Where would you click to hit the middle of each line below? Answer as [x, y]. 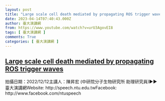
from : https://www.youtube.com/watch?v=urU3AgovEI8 [59, 28]
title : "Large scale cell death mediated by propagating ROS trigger [78, 14]
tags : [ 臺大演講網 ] [25, 32]
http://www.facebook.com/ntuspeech [43, 93]
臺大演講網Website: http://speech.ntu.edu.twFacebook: [61, 88]
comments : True [21, 37]
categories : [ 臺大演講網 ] [32, 42]
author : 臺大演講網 [23, 23]
